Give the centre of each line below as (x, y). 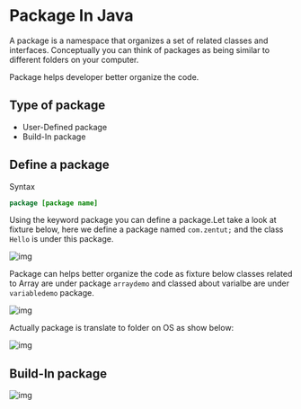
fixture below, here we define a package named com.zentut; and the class (146, 229)
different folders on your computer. (74, 59)
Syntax (22, 186)
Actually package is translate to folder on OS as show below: (122, 328)
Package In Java (71, 16)
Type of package (58, 106)
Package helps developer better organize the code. (104, 76)
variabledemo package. (52, 293)
